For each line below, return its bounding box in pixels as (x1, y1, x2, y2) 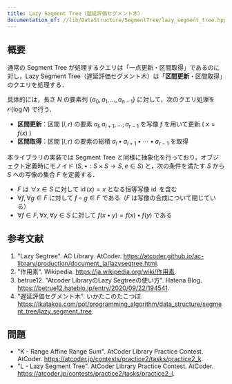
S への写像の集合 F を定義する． (7, 170, 99, 178)
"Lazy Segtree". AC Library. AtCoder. (17, 251, 122, 260)
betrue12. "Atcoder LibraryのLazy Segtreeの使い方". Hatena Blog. (17, 276, 202, 284)
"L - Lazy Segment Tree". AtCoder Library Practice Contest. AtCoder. (17, 362, 214, 370)
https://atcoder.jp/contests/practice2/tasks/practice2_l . (17, 369, 175, 378)
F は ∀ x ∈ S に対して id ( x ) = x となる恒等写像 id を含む (17, 184, 177, 193)
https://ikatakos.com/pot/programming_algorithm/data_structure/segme (17, 300, 222, 308)
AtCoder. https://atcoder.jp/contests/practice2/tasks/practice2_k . (17, 355, 204, 363)
